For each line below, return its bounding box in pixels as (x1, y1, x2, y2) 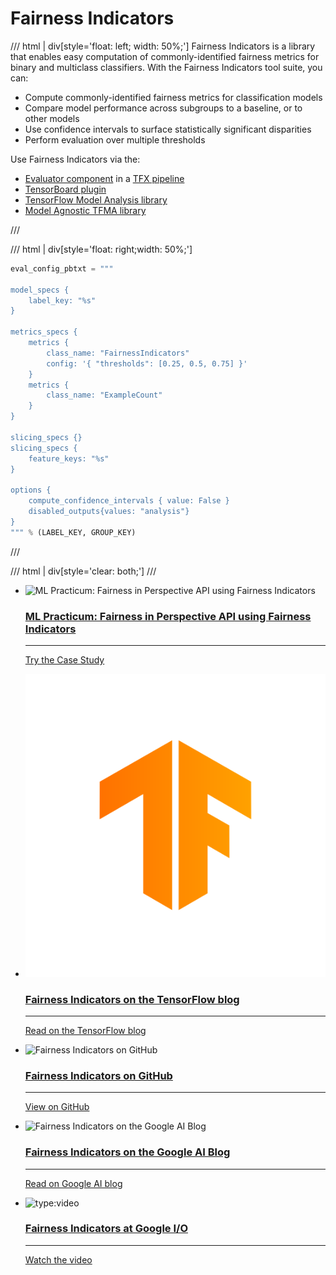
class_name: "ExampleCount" (46, 390, 163, 401)
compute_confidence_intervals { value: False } (28, 496, 230, 506)
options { (10, 485, 52, 496)
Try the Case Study (24, 653, 105, 666)
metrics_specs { (10, 327, 78, 337)
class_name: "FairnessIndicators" (46, 348, 190, 358)
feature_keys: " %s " (28, 453, 110, 464)
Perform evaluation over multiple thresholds (24, 133, 206, 146)
